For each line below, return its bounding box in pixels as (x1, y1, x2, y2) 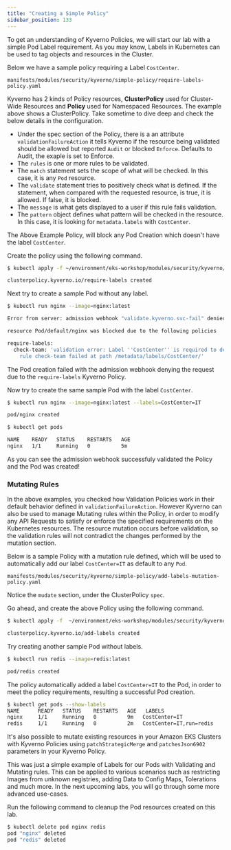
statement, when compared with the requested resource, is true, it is (16, 188, 212, 197)
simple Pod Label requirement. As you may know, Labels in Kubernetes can (7, 43, 220, 51)
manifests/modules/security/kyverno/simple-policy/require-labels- (7, 76, 205, 83)
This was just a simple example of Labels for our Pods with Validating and (7, 761, 216, 769)
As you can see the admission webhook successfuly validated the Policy (7, 455, 213, 463)
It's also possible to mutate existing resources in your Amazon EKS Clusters (7, 732, 221, 741)
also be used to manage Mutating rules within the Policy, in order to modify (7, 510, 220, 518)
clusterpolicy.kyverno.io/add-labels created (7, 630, 140, 637)
